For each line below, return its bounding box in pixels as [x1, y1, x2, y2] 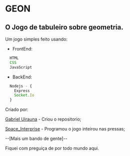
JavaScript [9, 64, 32, 70]
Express [14, 88, 30, 93]
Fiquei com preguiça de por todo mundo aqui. [5, 145, 99, 151]
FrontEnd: [12, 46, 33, 51]
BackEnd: [12, 73, 32, 80]
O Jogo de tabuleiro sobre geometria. [5, 23, 124, 31]
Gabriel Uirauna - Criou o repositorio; [5, 116, 82, 122]
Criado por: [5, 106, 29, 112]
